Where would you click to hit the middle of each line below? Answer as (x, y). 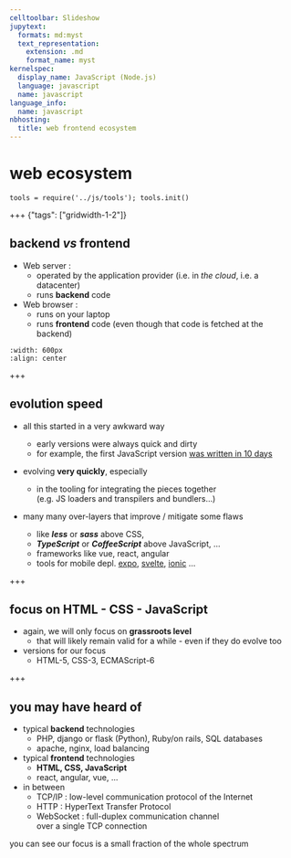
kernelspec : (32, 69)
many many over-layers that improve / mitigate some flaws (133, 516)
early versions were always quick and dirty (117, 443)
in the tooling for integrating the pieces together (126, 489)
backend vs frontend (70, 244)
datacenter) (58, 285)
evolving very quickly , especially (85, 471)
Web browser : (50, 304)
